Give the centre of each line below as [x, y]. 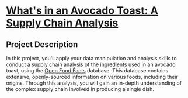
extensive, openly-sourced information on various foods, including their [92, 77]
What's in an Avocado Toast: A [82, 11]
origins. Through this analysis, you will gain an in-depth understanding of [94, 83]
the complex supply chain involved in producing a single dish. [80, 89]
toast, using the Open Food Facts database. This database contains [87, 70]
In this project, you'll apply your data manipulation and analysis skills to [91, 58]
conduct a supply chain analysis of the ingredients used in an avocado [91, 64]
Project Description [42, 44]
